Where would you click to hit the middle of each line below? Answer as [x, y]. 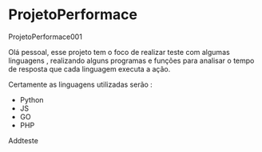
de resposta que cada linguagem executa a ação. [89, 68]
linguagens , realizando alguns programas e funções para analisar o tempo [131, 60]
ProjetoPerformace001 [45, 37]
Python [32, 99]
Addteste [23, 140]
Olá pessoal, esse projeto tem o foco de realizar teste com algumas [119, 52]
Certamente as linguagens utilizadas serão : [81, 84]
